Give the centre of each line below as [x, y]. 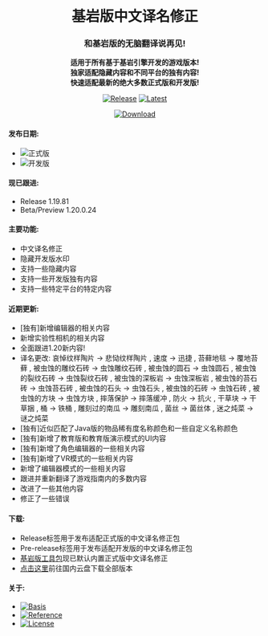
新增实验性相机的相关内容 [62, 338]
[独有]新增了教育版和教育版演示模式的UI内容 [93, 438]
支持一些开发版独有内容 [59, 279]
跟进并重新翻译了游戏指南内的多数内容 [83, 479]
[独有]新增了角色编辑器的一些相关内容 [83, 448]
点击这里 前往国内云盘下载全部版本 [76, 568]
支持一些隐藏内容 [48, 269]
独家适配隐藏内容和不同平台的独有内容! [135, 72]
